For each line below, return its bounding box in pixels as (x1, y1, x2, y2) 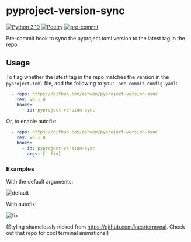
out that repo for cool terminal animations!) (6, 229, 109, 236)
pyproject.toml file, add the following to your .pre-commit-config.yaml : (6, 79, 178, 87)
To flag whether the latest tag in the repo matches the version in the (6, 73, 169, 80)
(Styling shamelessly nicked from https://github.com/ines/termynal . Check (6, 223, 185, 230)
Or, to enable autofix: (6, 118, 57, 125)
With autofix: (6, 200, 37, 208)
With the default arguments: (6, 178, 74, 185)
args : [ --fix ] (27, 151, 61, 157)
